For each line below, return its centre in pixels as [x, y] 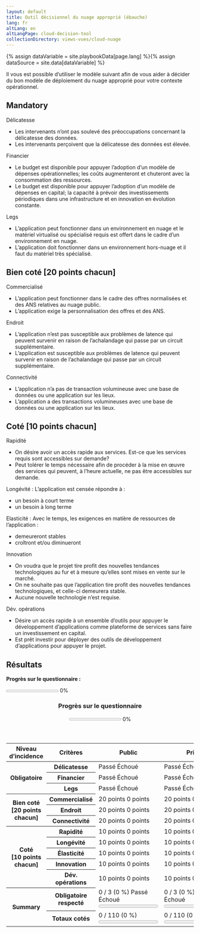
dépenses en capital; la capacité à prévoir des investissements [92, 192]
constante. [28, 205]
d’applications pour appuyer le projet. [61, 646]
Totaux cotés [71, 919]
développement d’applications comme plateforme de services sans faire [103, 627]
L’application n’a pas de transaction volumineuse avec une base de [97, 388]
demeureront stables [40, 536]
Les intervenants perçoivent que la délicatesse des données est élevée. [102, 144]
